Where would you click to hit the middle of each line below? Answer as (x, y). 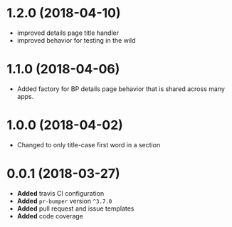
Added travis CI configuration (60, 193)
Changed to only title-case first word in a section (89, 144)
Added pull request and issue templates (75, 208)
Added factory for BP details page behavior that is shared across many (121, 89)
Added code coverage (50, 216)
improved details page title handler (68, 33)
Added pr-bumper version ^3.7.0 (64, 201)
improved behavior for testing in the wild (76, 40)
